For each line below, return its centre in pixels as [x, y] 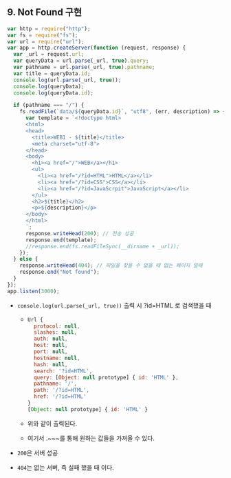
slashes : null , [55, 332]
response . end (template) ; [61, 240]
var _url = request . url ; [49, 54]
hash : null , [51, 364]
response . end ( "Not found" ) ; [59, 272]
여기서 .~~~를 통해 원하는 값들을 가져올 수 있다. [91, 438]
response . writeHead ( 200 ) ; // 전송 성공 [79, 233]
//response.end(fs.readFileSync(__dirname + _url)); [102, 246]
